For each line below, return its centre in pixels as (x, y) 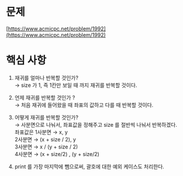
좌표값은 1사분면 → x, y (41, 132)
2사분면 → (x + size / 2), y (45, 139)
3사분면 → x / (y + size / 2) (46, 147)
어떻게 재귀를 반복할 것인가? (46, 117)
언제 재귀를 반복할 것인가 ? (45, 97)
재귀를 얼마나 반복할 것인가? (46, 77)
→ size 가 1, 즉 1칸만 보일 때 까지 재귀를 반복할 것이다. (76, 85)
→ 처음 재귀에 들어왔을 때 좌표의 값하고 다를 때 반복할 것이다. (84, 105)
